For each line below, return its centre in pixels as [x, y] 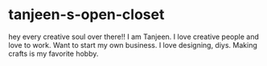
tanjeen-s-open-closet [86, 15]
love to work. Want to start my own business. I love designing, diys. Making [133, 45]
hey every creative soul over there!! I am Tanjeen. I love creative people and [133, 37]
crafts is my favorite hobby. [53, 53]
